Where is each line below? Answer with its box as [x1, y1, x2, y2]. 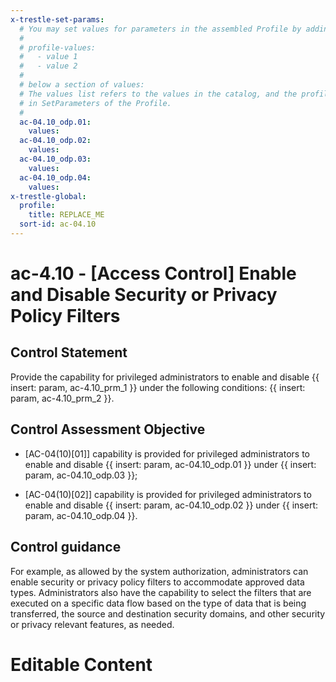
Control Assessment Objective [10, 421, 206, 438]
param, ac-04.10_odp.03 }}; [24, 469, 138, 481]
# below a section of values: [19, 80, 145, 90]
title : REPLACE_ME [28, 210, 105, 220]
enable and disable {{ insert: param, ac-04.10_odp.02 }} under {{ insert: [24, 499, 319, 511]
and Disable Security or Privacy [10, 284, 278, 306]
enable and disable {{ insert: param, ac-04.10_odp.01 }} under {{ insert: [24, 458, 317, 470]
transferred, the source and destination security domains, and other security [10, 607, 326, 620]
